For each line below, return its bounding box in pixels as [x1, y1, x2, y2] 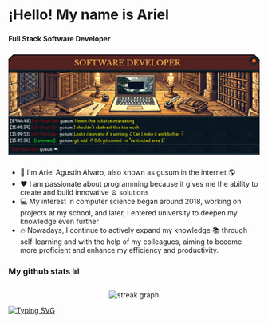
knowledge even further [19, 217, 100, 226]
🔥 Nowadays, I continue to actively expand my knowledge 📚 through [19, 226, 248, 235]
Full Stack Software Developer [8, 34, 111, 44]
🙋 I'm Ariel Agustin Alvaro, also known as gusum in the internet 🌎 [19, 167, 236, 177]
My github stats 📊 [8, 266, 81, 277]
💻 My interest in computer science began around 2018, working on [19, 197, 242, 207]
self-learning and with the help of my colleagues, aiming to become [19, 237, 242, 246]
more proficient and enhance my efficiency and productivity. [19, 246, 219, 255]
